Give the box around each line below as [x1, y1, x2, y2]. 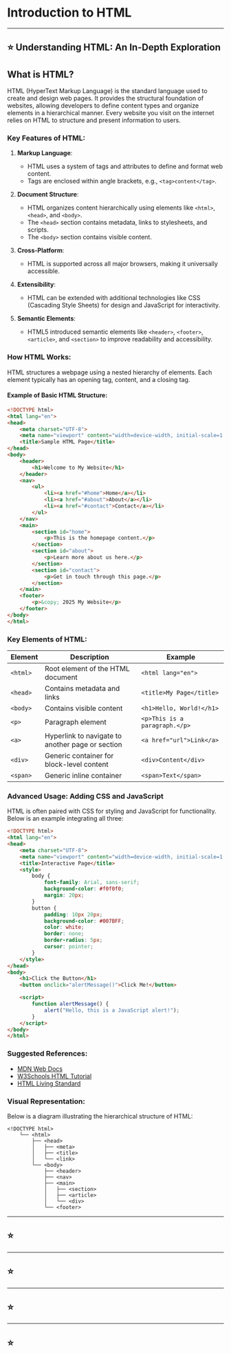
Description [69, 652, 110, 661]
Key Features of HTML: [7, 133, 86, 143]
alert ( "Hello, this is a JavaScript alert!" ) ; [43, 1007, 180, 1014]
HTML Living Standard [16, 1079, 81, 1088]
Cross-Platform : [16, 246, 65, 254]
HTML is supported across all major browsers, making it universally [27, 260, 219, 268]
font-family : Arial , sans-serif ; [43, 879, 140, 886]
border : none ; [43, 930, 85, 937]
